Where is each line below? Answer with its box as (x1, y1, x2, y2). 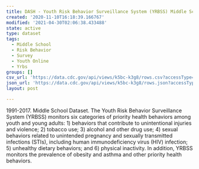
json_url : (6, 80, 31, 86)
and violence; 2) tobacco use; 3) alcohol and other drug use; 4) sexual (6, 125, 178, 133)
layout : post (6, 86, 38, 92)
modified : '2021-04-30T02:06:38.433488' (6, 19, 108, 25)
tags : (6, 36, 20, 42)
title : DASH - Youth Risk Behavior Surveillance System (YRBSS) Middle (6, 8, 187, 15)
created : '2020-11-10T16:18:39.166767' (6, 14, 105, 20)
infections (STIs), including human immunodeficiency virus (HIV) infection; (6, 138, 188, 145)
